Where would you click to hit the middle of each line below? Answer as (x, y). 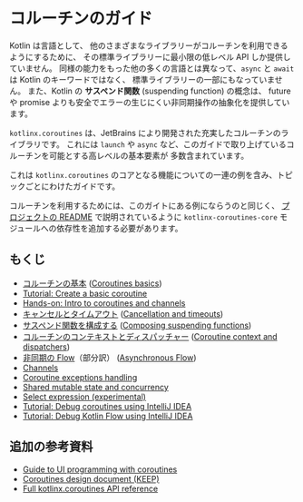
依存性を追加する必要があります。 (120, 228)
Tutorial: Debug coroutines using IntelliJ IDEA (107, 406)
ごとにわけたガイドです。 (73, 186)
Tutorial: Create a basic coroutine (85, 293)
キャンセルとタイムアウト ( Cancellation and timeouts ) (123, 313)
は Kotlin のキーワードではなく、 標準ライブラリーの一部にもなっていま (142, 79)
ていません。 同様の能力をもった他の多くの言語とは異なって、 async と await (152, 68)
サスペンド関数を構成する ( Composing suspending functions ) (137, 325)
